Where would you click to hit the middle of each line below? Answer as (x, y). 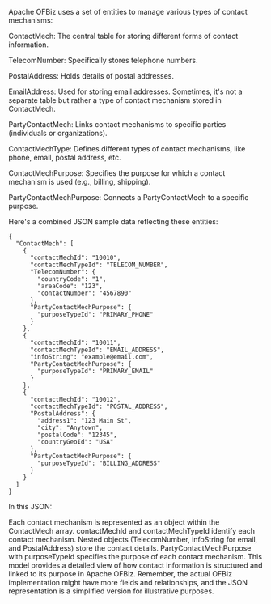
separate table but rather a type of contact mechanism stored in (115, 100)
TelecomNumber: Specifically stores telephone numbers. (103, 60)
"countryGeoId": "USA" (76, 442)
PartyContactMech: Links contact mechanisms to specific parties (117, 124)
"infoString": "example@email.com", (91, 357)
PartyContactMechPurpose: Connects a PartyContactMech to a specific (129, 197)
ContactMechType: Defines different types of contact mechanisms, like (127, 149)
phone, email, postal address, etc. (65, 157)
